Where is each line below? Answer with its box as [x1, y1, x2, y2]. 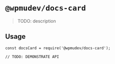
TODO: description [17, 18, 56, 24]
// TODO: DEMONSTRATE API [5, 54, 59, 59]
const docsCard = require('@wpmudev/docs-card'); [5, 46, 111, 51]
